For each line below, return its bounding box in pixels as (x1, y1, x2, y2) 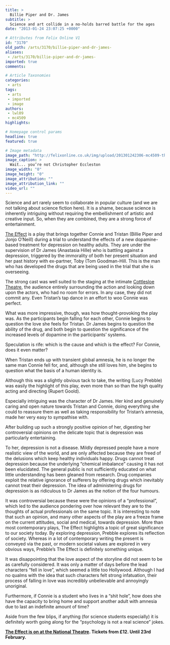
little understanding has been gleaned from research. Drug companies (5, 472, 152, 478)
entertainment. (5, 221, 36, 228)
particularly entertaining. (5, 435, 57, 441)
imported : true (5, 59, 37, 64)
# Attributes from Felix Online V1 (5, 36, 80, 41)
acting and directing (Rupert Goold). (5, 388, 80, 394)
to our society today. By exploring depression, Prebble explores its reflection (5, 530, 165, 536)
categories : (5, 78, 30, 83)
